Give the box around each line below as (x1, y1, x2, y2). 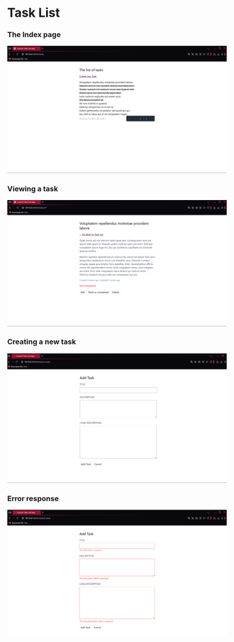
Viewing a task (7, 183, 58, 193)
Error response (7, 494, 59, 503)
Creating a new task (7, 337, 77, 346)
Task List (7, 5, 61, 21)
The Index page (7, 30, 61, 40)
